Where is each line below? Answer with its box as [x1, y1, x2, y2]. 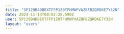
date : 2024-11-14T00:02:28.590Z [5, 12, 74, 17]
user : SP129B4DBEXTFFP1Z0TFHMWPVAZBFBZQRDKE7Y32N [5, 16, 113, 21]
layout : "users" [5, 21, 40, 26]
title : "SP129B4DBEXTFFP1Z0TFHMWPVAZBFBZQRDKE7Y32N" [5, 7, 120, 12]
